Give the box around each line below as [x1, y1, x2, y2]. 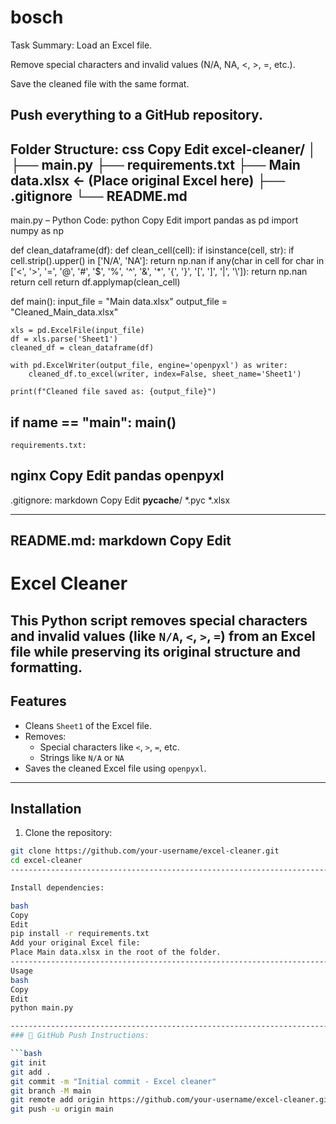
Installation [10, 800, 82, 817]
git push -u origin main [10, 1104, 114, 1115]
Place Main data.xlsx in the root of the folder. [10, 947, 222, 958]
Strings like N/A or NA [39, 751, 125, 763]
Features [10, 693, 67, 710]
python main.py [10, 1003, 74, 1013]
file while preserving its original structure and [10, 643, 302, 660]
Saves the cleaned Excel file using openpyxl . [24, 762, 207, 774]
